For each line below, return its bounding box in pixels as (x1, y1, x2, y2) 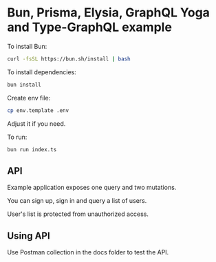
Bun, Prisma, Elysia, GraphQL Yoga (7, 5, 210, 21)
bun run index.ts (7, 146, 57, 153)
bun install (7, 81, 41, 88)
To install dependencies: (7, 67, 77, 76)
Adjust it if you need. (7, 119, 66, 128)
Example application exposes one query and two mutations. (7, 184, 177, 192)
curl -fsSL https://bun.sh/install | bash (7, 55, 131, 63)
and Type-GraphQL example (7, 19, 172, 35)
